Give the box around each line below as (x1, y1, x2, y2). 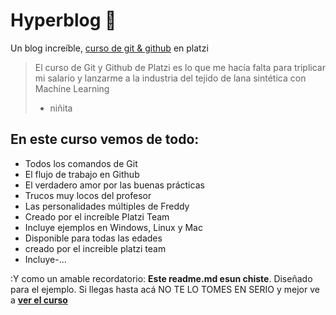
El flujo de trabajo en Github (24, 168, 140, 180)
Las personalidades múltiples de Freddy (24, 200, 190, 212)
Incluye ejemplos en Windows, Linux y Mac (24, 221, 203, 233)
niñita (49, 102, 73, 114)
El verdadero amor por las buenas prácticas (24, 179, 205, 191)
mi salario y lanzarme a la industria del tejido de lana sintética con (34, 72, 307, 84)
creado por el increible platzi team (24, 242, 167, 254)
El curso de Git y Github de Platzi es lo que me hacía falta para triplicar (34, 61, 326, 73)
